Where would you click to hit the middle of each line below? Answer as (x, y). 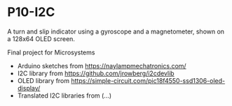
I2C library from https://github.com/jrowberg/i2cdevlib (96, 73)
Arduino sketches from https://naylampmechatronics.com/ (102, 66)
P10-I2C (31, 12)
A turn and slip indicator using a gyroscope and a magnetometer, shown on (116, 31)
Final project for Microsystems (51, 52)
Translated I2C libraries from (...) (64, 96)
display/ (29, 88)
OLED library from (43, 80)
